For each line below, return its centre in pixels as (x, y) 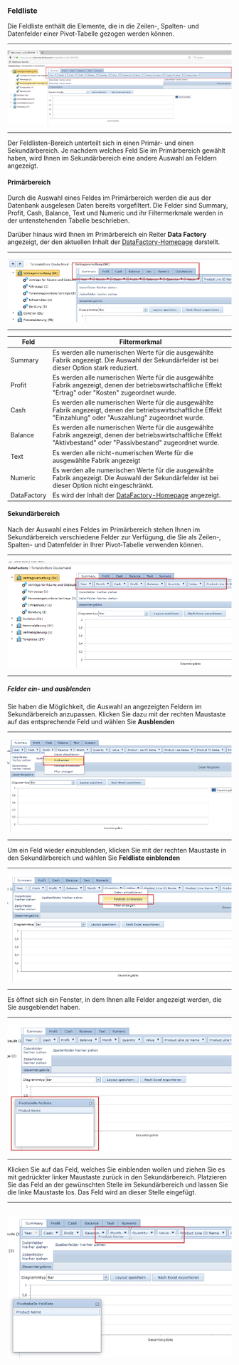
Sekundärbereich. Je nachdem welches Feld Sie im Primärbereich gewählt (116, 151)
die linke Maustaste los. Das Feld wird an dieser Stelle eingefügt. (102, 1192)
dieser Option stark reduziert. (95, 367)
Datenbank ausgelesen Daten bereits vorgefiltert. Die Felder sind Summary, (118, 205)
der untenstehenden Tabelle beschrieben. (69, 220)
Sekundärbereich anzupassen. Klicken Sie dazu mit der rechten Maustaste (117, 714)
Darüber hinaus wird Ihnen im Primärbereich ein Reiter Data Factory (107, 235)
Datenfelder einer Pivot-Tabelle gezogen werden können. (91, 34)
